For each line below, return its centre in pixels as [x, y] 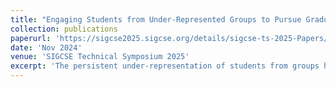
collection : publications [64, 29]
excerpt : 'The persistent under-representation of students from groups [165, 66]
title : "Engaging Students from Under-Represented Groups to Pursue [156, 19]
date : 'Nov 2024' [46, 47]
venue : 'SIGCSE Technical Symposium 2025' [100, 57]
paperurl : [31, 38]
